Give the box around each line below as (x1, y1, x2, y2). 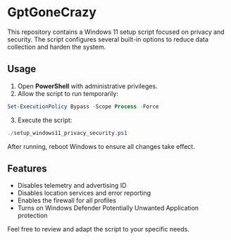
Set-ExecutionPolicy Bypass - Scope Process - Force (7, 103, 159, 110)
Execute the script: (17, 116, 73, 124)
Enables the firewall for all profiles (17, 196, 116, 205)
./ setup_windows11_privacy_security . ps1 (7, 129, 128, 136)
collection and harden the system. (7, 42, 106, 51)
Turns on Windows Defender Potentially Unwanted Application (17, 204, 199, 212)
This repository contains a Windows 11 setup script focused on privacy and (7, 28, 225, 36)
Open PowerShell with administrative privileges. (17, 82, 158, 90)
